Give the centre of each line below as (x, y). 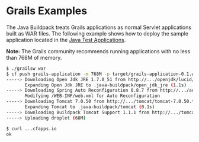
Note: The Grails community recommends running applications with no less (98, 51)
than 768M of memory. (34, 57)
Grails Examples (47, 11)
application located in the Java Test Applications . (66, 40)
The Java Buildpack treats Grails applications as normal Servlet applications (99, 27)
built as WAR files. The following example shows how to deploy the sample (97, 33)
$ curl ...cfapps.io (32, 128)
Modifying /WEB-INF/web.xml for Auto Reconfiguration (92, 96)
